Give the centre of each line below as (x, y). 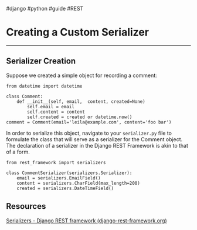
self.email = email (51, 106)
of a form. (18, 152)
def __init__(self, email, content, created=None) (81, 101)
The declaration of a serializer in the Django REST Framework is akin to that (97, 145)
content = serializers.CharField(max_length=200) (79, 183)
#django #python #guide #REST (45, 9)
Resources (26, 206)
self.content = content (56, 112)
